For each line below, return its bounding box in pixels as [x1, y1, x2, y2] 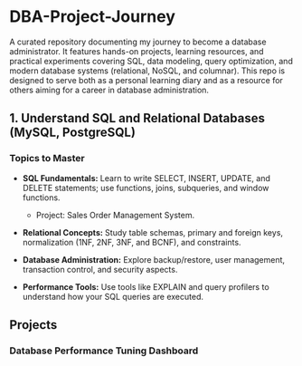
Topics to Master [9, 152, 85, 165]
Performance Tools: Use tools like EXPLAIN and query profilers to [22, 281, 269, 292]
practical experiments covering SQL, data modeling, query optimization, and [9, 55, 294, 66]
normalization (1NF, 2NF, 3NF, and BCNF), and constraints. [22, 236, 241, 247]
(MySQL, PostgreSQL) [9, 125, 136, 140]
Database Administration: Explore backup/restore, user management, [22, 254, 286, 265]
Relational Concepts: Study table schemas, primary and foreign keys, [22, 226, 283, 237]
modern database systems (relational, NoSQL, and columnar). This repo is [9, 65, 286, 76]
